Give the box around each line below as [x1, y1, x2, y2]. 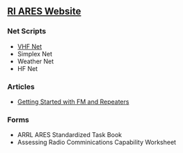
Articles [7, 81, 35, 91]
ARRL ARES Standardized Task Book [17, 131, 122, 139]
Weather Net [17, 57, 54, 65]
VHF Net [17, 42, 42, 51]
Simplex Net [17, 49, 53, 58]
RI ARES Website [7, 6, 81, 17]
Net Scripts [7, 26, 47, 36]
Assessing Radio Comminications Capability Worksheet [17, 138, 176, 147]
